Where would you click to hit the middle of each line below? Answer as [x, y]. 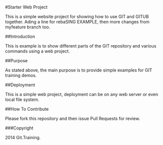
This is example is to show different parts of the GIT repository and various [81, 46]
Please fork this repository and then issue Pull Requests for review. [73, 119]
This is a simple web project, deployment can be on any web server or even [82, 94]
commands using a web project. [38, 51]
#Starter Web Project [26, 7]
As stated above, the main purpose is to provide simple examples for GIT [79, 70]
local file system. [22, 99]
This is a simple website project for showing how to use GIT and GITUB [77, 16]
